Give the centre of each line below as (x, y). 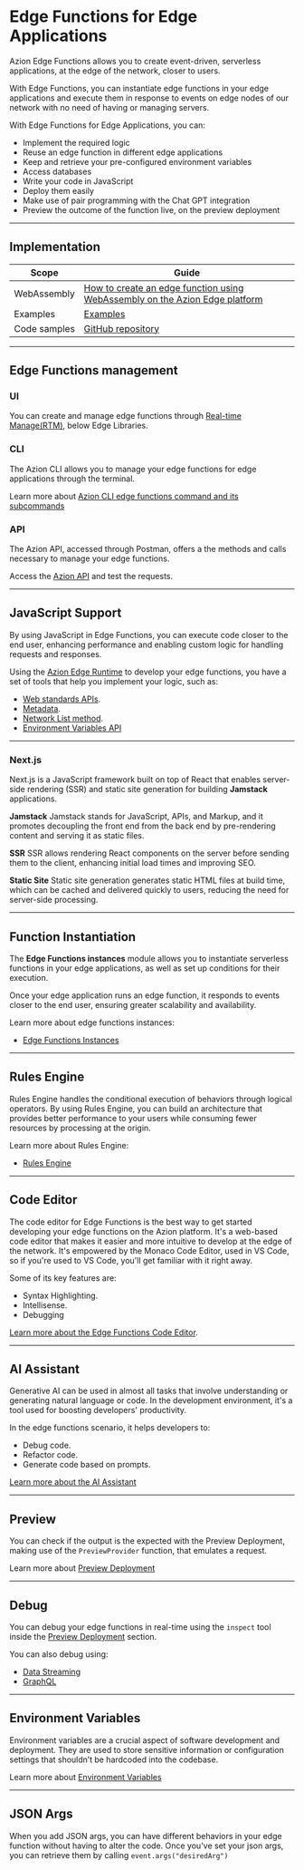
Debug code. (47, 1445)
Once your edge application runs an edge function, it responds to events (145, 995)
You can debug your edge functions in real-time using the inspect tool (140, 1627)
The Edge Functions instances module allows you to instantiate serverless (149, 958)
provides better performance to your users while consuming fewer (133, 1118)
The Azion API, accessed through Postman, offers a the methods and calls (148, 549)
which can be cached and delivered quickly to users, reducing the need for (149, 890)
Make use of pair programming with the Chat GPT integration (136, 200)
